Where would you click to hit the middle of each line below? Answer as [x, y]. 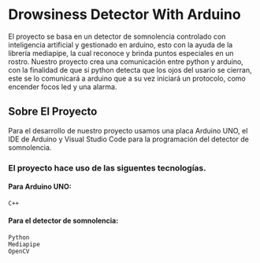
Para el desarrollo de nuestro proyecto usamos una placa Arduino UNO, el [128, 130]
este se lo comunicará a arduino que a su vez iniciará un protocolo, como [127, 78]
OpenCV [19, 252]
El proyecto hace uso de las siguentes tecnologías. [107, 167]
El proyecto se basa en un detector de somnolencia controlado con [117, 36]
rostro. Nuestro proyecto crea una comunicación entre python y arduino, [126, 62]
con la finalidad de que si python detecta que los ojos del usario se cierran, [130, 70]
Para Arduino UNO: [40, 186]
